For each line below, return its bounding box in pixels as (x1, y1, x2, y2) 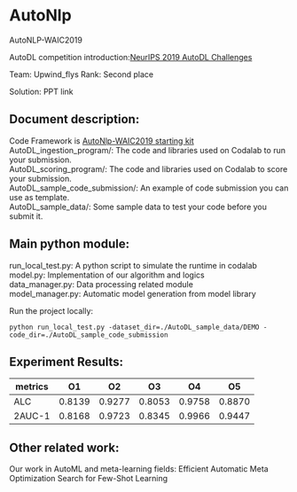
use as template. (9, 191, 70, 202)
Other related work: (9, 440, 120, 455)
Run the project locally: (9, 305, 94, 316)
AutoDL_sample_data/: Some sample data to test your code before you (9, 201, 268, 212)
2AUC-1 (13, 410, 51, 422)
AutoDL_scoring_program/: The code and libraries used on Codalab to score (9, 163, 288, 174)
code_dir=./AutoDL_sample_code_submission (9, 330, 168, 340)
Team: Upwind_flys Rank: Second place (9, 68, 154, 80)
